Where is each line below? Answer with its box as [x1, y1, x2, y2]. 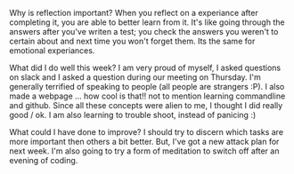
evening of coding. [9, 155, 78, 165]
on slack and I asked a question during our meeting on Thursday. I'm [9, 72, 261, 83]
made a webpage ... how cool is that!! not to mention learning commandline [9, 91, 286, 101]
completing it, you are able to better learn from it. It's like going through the [9, 17, 285, 28]
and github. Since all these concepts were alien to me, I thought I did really [9, 100, 283, 110]
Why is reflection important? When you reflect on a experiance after [9, 8, 258, 18]
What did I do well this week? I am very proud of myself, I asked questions [9, 62, 282, 73]
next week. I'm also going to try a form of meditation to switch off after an [9, 146, 280, 156]
